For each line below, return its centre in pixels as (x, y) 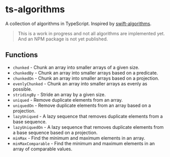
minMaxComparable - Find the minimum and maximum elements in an (84, 143)
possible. (22, 89)
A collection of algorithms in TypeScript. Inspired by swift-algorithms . (79, 24)
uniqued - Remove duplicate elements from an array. (68, 100)
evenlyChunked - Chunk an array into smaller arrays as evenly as (80, 83)
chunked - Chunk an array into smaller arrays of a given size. (76, 67)
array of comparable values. (42, 149)
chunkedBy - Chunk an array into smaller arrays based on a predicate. (85, 73)
